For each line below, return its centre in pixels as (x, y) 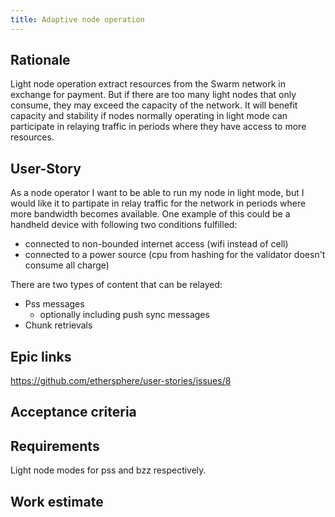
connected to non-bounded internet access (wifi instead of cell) (156, 244)
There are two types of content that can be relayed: (116, 285)
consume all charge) (67, 265)
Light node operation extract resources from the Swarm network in (148, 84)
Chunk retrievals (58, 325)
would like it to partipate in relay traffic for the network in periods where (158, 203)
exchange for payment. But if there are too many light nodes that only (153, 95)
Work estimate (57, 501)
